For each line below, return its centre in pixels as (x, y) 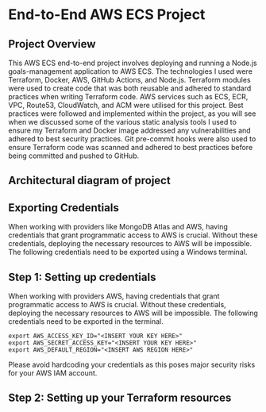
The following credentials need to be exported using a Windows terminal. (128, 252)
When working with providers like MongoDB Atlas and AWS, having (118, 227)
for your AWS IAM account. (53, 373)
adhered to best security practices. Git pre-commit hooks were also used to (132, 139)
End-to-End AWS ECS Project (107, 15)
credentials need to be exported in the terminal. (86, 322)
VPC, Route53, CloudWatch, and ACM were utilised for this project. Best (126, 105)
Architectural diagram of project (89, 181)
